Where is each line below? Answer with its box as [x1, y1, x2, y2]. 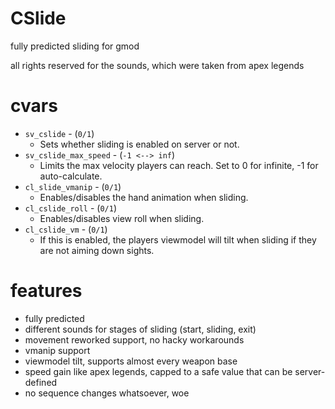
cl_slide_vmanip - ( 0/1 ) [24, 180, 122, 192]
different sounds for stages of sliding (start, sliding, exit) [24, 323, 257, 335]
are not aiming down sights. [39, 244, 155, 256]
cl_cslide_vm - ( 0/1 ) [24, 223, 108, 235]
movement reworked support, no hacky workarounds [24, 333, 245, 346]
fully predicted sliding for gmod [10, 40, 140, 52]
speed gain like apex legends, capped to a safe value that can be [24, 365, 293, 377]
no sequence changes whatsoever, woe [24, 387, 190, 399]
